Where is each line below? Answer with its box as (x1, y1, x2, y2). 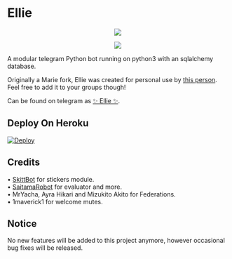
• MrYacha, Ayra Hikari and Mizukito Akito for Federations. (7, 190, 177, 198)
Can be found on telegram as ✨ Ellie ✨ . (7, 96, 121, 105)
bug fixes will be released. (7, 244, 83, 252)
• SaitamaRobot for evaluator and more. (7, 182, 123, 191)
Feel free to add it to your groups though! (7, 83, 126, 91)
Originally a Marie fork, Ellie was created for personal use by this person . (7, 75, 217, 84)
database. (7, 62, 36, 70)
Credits (7, 157, 41, 168)
